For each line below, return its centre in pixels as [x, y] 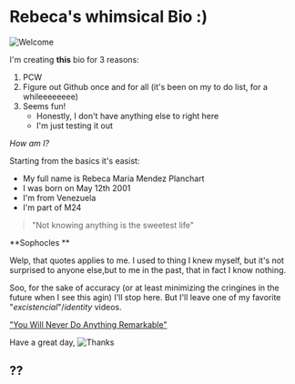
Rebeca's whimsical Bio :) [108, 17]
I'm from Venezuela [59, 197]
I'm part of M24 [52, 207]
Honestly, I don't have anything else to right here [127, 116]
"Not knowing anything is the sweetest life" [112, 225]
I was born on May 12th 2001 [76, 187]
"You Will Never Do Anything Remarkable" [88, 324]
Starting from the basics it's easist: [75, 160]
